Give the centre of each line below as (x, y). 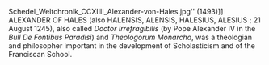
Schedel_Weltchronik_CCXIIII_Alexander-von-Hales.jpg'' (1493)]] (116, 12)
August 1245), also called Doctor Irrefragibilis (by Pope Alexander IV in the (132, 28)
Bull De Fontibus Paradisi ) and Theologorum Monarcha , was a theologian (130, 37)
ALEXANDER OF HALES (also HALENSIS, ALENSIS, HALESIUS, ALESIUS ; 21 (134, 20)
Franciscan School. (40, 54)
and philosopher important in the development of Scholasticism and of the (132, 46)
